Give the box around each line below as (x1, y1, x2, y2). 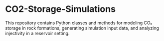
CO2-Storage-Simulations (5, 3, 116, 15)
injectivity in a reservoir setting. (5, 30, 70, 36)
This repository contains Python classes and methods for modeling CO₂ (5, 20, 153, 26)
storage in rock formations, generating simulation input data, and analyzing (5, 25, 160, 31)
